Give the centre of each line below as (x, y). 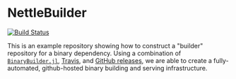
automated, (24, 68)
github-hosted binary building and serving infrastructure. (125, 68)
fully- (221, 60)
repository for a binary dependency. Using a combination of (94, 53)
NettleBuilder (47, 13)
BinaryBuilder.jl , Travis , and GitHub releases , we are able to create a (110, 60)
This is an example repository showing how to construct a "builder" (105, 45)
